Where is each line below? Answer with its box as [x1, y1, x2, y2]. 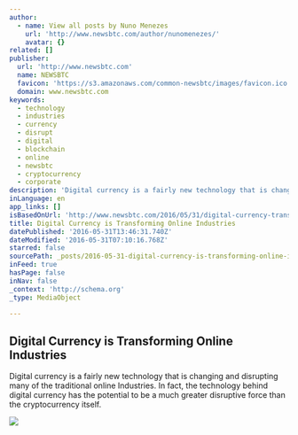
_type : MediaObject [9, 293, 82, 302]
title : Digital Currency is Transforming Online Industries [9, 219, 237, 228]
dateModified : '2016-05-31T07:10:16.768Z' [9, 236, 169, 245]
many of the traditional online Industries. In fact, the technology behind [9, 380, 269, 391]
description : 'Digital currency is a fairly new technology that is [9, 186, 268, 195]
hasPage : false [9, 268, 66, 277]
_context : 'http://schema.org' [9, 284, 125, 293]
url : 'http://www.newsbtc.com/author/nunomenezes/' [25, 29, 220, 38]
